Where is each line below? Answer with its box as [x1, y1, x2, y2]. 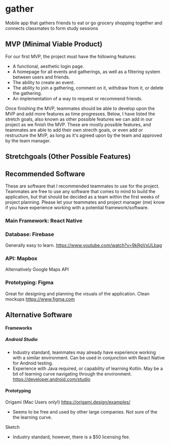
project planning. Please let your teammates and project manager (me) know [5, 199, 165, 205]
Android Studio [5, 337, 38, 343]
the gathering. [12, 90, 42, 96]
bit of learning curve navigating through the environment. [12, 370, 132, 377]
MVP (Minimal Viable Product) [5, 40, 103, 49]
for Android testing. [12, 360, 53, 366]
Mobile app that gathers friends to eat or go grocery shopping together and [5, 20, 163, 26]
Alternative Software [5, 311, 72, 319]
